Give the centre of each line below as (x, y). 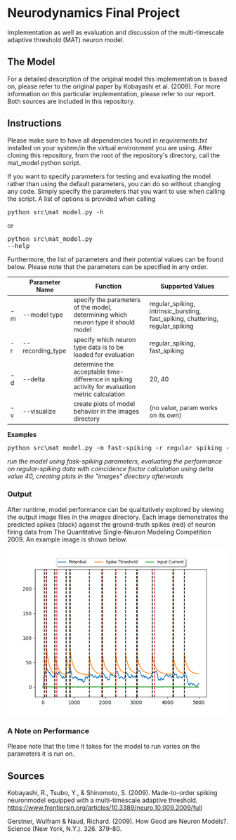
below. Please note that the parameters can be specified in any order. (108, 267)
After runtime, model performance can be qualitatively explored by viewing (116, 509)
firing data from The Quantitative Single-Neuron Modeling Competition (109, 532)
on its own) (165, 415)
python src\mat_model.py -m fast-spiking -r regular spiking (115, 448)
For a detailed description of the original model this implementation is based (117, 79)
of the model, (93, 308)
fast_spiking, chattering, (184, 318)
